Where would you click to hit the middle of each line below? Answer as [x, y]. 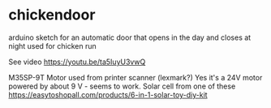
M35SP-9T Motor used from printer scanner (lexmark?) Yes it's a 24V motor [135, 77]
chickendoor [52, 15]
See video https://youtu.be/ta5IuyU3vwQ [77, 62]
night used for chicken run [52, 45]
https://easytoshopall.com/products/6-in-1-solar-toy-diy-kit [108, 94]
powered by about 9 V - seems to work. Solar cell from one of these [122, 86]
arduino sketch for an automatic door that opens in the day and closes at [130, 37]
